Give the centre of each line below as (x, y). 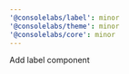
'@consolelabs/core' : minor (63, 34)
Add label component (50, 60)
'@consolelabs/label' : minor (64, 18)
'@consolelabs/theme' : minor (64, 26)
